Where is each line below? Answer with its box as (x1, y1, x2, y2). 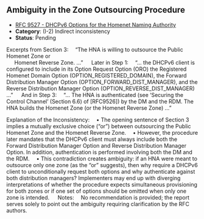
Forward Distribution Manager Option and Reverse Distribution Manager (6, 142, 187, 149)
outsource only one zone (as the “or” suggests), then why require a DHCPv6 (6, 161, 198, 168)
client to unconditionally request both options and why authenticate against (6, 168, 195, 175)
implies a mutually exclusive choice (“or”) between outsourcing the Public (6, 122, 191, 130)
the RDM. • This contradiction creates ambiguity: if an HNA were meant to (6, 155, 198, 162)
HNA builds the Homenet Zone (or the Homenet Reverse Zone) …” (6, 104, 172, 112)
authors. (6, 207, 27, 214)
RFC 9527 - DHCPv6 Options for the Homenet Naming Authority (15, 21, 177, 28)
